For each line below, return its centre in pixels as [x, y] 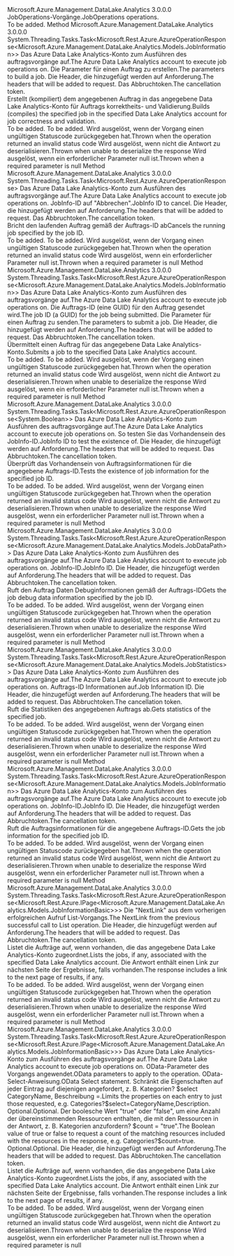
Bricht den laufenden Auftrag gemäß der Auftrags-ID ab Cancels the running [116, 225]
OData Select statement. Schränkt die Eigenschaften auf [142, 1081]
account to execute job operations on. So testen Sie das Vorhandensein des [116, 434]
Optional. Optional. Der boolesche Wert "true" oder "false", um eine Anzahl [114, 1111]
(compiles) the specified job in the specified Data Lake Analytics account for [117, 114]
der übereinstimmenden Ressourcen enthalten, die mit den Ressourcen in [113, 1118]
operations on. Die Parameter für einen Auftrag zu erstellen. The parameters [116, 69]
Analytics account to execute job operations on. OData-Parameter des [108, 1067]
